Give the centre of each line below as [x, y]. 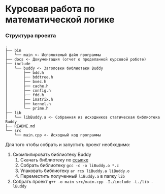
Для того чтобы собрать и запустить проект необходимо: [68, 145]
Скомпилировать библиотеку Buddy [52, 155]
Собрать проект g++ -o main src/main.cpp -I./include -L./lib [81, 182]
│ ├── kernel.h [28, 104]
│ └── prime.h [27, 108]
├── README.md [20, 126]
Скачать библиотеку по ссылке [54, 160]
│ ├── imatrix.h [29, 100]
